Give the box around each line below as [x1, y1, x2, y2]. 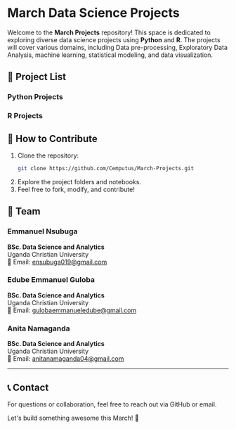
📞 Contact [7, 381, 49, 393]
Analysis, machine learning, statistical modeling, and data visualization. [7, 51, 213, 59]
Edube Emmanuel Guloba [7, 275, 95, 285]
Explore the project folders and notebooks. [17, 177, 142, 186]
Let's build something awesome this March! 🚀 [7, 414, 139, 422]
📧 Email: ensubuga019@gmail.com [7, 257, 107, 266]
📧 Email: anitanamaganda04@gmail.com [7, 354, 124, 363]
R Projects [7, 111, 44, 121]
